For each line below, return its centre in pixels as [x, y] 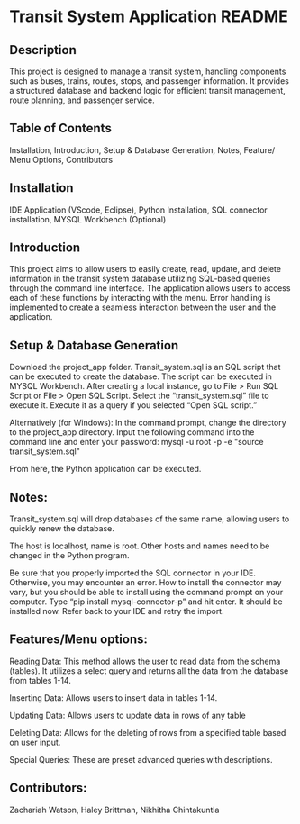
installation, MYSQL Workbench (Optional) [88, 219]
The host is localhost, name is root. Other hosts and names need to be [140, 546]
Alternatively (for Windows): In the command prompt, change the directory [148, 423]
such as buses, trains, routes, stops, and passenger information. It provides [150, 81]
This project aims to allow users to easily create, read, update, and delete [145, 269]
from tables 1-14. [41, 680]
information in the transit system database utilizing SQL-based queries [140, 279]
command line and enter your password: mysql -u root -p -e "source [136, 442]
